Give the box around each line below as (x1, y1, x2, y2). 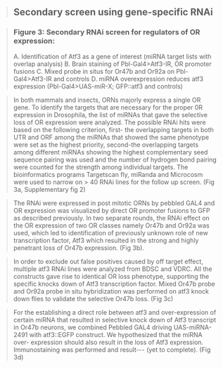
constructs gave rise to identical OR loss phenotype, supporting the (13, 272, 210, 280)
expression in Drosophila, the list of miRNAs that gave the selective (13, 110, 208, 119)
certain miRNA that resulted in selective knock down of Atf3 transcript (13, 315, 217, 324)
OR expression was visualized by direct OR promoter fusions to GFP (13, 206, 210, 214)
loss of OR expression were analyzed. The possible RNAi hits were (13, 118, 206, 126)
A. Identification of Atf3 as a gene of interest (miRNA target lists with (13, 52, 212, 60)
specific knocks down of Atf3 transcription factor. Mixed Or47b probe (13, 280, 216, 288)
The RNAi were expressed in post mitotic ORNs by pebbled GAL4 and (13, 199, 215, 207)
